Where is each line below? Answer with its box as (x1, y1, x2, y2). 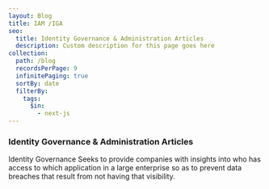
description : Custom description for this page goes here (15, 42, 216, 50)
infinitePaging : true (15, 72, 89, 80)
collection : (8, 49, 48, 57)
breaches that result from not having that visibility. (8, 171, 175, 182)
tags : (23, 94, 42, 103)
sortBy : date (15, 79, 60, 87)
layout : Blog (8, 11, 53, 20)
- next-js (37, 110, 70, 118)
